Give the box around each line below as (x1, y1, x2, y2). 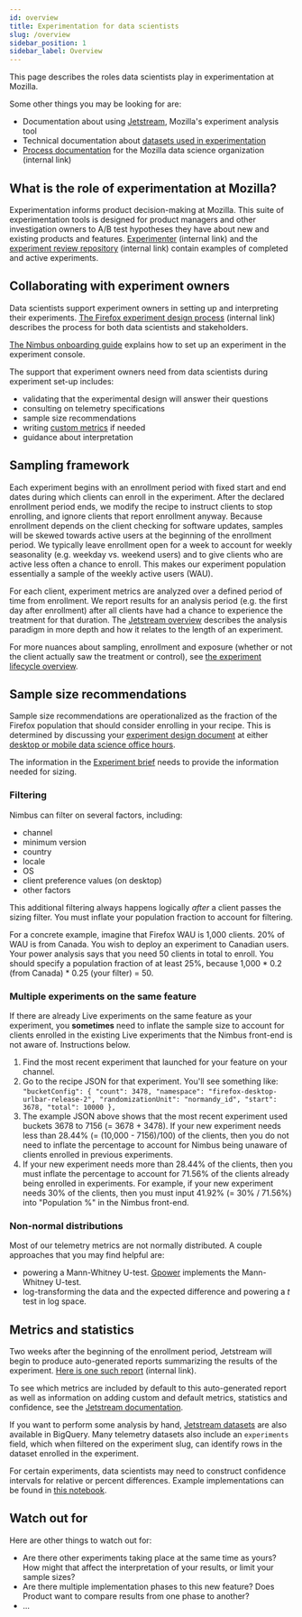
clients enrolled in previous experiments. (22, 1149, 174, 1160)
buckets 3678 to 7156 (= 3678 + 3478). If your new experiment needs (22, 1120, 281, 1131)
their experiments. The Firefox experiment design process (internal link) (9, 312, 276, 323)
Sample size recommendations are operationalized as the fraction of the (9, 710, 278, 722)
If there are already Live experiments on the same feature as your (9, 1010, 252, 1021)
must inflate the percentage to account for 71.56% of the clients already (22, 1168, 290, 1178)
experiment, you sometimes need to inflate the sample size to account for (9, 1020, 285, 1030)
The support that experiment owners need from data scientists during (9, 366, 269, 377)
